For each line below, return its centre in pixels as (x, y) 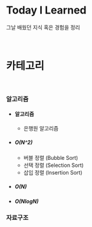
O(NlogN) (27, 201)
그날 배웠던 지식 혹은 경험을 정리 (43, 27)
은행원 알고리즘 (41, 128)
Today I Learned (46, 10)
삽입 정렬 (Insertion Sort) (53, 172)
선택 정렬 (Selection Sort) (53, 165)
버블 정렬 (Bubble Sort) (51, 157)
